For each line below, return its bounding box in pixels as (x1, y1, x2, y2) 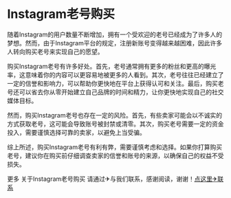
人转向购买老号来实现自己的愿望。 (7, 47, 104, 56)
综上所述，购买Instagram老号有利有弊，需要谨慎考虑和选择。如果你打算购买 (7, 142, 222, 151)
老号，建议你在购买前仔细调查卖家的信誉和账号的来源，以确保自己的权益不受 (7, 151, 224, 159)
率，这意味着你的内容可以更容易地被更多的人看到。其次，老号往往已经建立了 (7, 70, 224, 79)
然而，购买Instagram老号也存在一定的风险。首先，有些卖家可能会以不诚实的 (7, 111, 222, 119)
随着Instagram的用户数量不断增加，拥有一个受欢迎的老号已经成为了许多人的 (7, 30, 222, 38)
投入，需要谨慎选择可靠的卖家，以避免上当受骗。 (7, 128, 146, 136)
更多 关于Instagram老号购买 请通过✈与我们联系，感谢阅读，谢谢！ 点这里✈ (7, 175, 218, 183)
